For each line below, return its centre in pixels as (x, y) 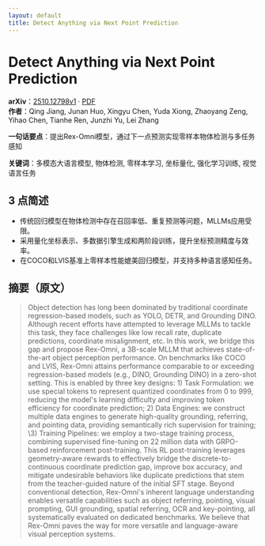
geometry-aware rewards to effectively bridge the (109, 458)
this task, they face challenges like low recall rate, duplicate (125, 333)
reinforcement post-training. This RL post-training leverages (148, 450)
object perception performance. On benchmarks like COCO (149, 358)
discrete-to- (212, 458)
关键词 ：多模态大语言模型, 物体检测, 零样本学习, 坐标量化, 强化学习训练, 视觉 (132, 164)
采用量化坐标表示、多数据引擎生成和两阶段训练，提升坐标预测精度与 (131, 241)
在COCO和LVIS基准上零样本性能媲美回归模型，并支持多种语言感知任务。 (138, 261)
